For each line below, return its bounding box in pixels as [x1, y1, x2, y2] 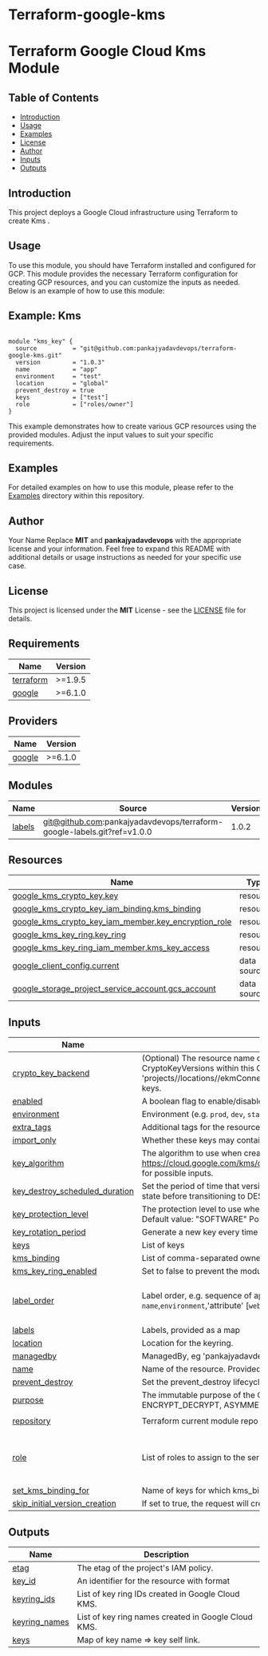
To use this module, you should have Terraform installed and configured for [8, 260, 257, 269]
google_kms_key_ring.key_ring [12, 929, 126, 940]
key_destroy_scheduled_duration [12, 1186, 134, 1197]
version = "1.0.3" [15, 358, 105, 366]
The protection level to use [141, 1203, 242, 1215]
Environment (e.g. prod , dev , [141, 1109, 246, 1120]
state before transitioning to [141, 1191, 246, 1202]
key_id [12, 1575, 36, 1586]
